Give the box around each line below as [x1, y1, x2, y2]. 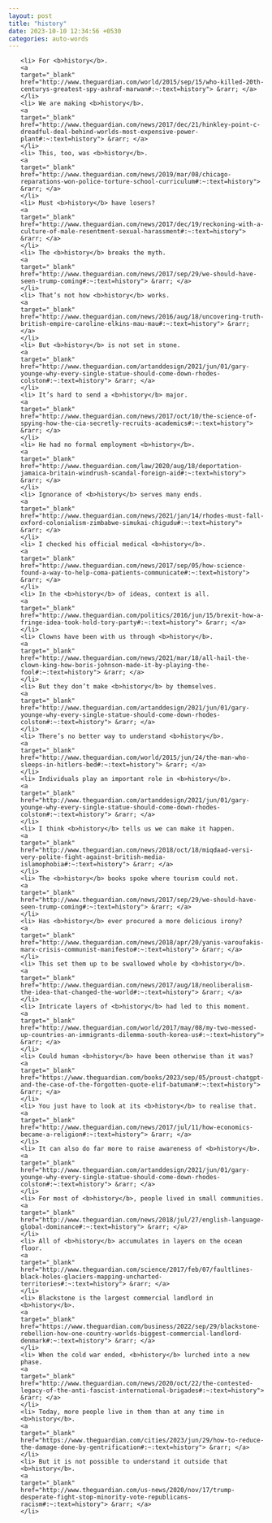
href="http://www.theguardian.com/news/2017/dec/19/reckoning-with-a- [19, 220, 265, 228]
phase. [19, 1358, 43, 1366]
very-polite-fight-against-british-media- [19, 853, 166, 861]
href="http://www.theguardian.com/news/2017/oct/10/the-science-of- [19, 412, 257, 421]
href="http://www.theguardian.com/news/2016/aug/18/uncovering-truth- [19, 313, 265, 321]
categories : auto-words [8, 34, 89, 43]
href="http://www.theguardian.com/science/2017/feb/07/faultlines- [19, 1265, 253, 1274]
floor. [19, 1244, 43, 1252]
